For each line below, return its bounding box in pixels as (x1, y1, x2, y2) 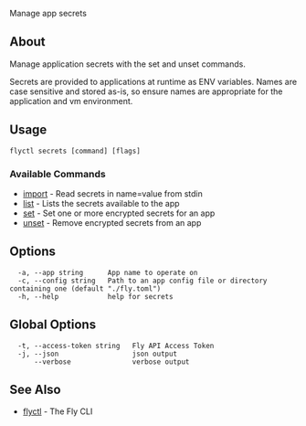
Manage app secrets (9, 8, 87, 18)
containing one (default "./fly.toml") (9, 283, 162, 293)
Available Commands (9, 167, 107, 180)
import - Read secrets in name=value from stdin (22, 187, 203, 199)
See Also (9, 381, 61, 397)
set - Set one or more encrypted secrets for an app (22, 208, 216, 218)
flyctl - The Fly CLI (22, 406, 93, 417)
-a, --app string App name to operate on (17, 268, 198, 277)
